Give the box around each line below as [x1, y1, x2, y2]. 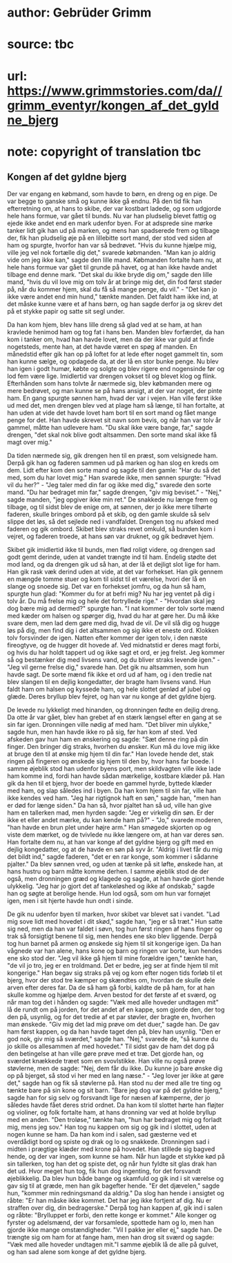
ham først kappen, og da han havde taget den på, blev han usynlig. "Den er [7, 1027, 221, 1036]
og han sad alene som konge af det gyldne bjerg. [7, 1247, 147, 1255]
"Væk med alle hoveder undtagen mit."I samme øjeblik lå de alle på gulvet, [7, 1240, 219, 1248]
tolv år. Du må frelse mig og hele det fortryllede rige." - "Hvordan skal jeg [7, 596, 215, 605]
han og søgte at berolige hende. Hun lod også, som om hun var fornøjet [7, 889, 211, 898]
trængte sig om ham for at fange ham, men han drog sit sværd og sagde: [7, 1233, 215, 1241]
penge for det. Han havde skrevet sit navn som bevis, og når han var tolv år [7, 416, 222, 424]
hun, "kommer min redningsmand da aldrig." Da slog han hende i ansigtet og [7, 1188, 224, 1197]
